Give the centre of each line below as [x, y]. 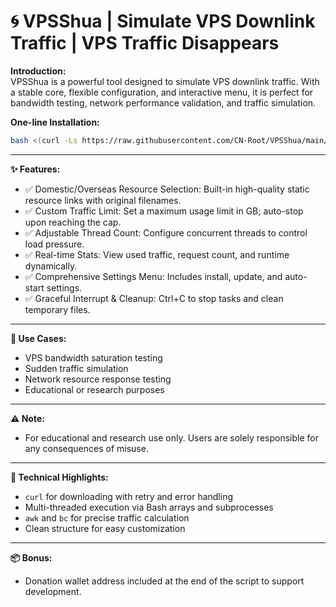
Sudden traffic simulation [76, 368]
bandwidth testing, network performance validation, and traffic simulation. [163, 102]
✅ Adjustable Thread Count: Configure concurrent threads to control [166, 232]
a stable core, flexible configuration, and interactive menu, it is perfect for [162, 92]
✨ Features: [35, 169]
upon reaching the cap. [73, 222]
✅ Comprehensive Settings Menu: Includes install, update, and [153, 276]
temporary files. [57, 309]
